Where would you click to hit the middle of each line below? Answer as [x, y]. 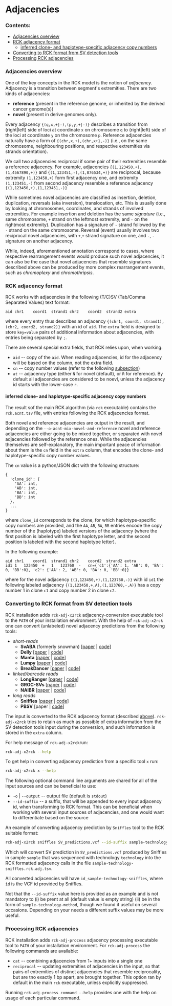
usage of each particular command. [43, 998]
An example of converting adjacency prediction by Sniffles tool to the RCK [85, 828]
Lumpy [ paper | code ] [44, 663]
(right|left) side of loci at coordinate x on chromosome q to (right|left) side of [86, 129]
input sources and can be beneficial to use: [51, 786]
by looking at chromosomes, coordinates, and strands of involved [74, 208]
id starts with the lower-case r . [45, 385]
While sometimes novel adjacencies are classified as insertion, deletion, [81, 197]
